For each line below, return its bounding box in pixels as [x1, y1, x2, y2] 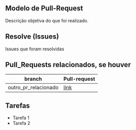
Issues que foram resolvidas [5, 46, 64, 52]
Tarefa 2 [12, 120, 30, 126]
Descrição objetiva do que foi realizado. [5, 17, 89, 23]
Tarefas [5, 101, 30, 110]
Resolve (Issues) [5, 32, 59, 41]
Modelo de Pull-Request [5, 4, 83, 13]
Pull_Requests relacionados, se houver [5, 60, 131, 69]
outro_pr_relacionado [8, 84, 59, 91]
